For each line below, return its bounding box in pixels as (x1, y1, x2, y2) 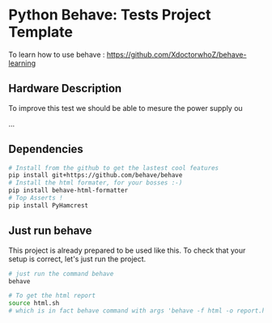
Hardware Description (8, 82, 122, 96)
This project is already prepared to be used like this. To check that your (8, 245, 246, 255)
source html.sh (8, 300, 60, 308)
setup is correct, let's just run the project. (8, 253, 147, 264)
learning (8, 58, 36, 68)
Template (8, 23, 73, 41)
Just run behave (8, 224, 92, 238)
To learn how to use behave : (8, 49, 105, 59)
